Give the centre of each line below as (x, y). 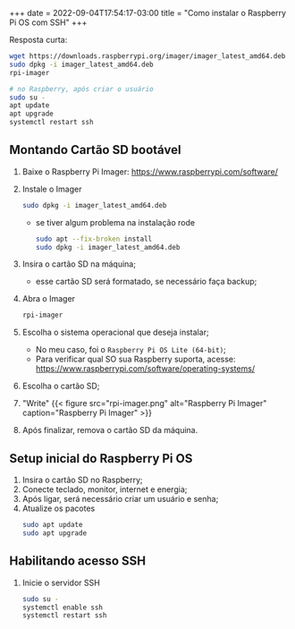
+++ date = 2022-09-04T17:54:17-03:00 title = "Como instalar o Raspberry (148, 13)
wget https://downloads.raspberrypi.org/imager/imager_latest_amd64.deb (147, 56)
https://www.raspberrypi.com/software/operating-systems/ (145, 369)
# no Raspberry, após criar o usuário (81, 89)
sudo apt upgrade (55, 533)
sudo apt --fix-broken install (94, 239)
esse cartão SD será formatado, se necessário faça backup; (146, 282)
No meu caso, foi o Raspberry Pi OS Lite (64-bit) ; (131, 350)
